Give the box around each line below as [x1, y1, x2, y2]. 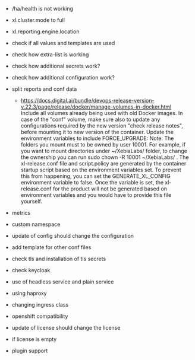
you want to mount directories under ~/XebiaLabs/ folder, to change [20, 148, 187, 154]
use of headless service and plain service [11, 278, 114, 285]
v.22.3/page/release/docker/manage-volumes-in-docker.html [20, 103, 172, 110]
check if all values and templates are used [11, 40, 115, 46]
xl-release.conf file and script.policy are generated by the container [20, 160, 187, 167]
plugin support [11, 347, 48, 354]
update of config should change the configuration [11, 232, 134, 239]
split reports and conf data [11, 85, 77, 93]
